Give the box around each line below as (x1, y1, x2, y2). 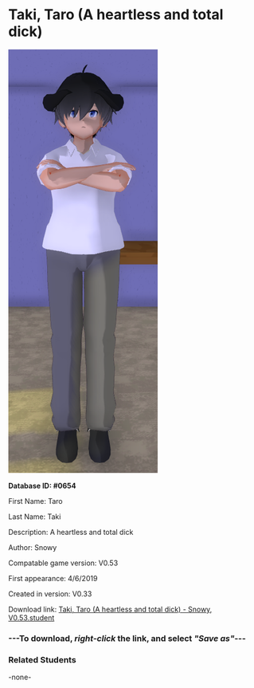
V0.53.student (8, 612, 55, 623)
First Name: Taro (8, 496, 63, 505)
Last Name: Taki (8, 512, 61, 521)
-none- (8, 672, 32, 682)
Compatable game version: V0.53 (8, 558, 119, 568)
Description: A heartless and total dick (8, 527, 134, 537)
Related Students (8, 654, 77, 665)
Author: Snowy (8, 542, 57, 552)
